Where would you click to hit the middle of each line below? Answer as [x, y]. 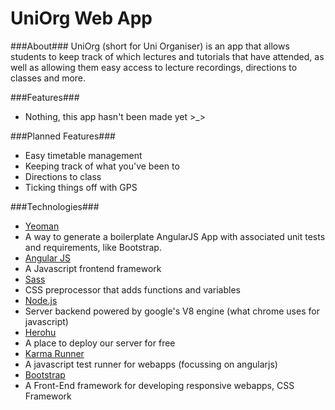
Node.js [41, 300]
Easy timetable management [83, 155]
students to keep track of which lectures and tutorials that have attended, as [167, 56]
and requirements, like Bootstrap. [93, 247]
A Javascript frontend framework [93, 268]
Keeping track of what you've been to [102, 166]
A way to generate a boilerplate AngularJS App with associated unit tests [175, 236]
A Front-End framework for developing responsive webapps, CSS [159, 385]
